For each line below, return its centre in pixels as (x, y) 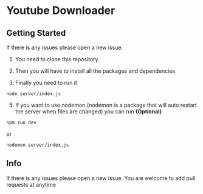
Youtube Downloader (61, 11)
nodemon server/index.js (38, 145)
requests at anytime (31, 184)
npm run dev (21, 122)
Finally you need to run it (46, 83)
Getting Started (36, 33)
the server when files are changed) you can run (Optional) (88, 112)
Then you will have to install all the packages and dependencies (95, 71)
